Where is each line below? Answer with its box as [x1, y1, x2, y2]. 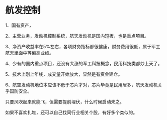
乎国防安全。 [5, 88, 32, 94]
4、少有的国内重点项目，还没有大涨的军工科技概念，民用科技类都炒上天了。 [5, 60, 162, 66]
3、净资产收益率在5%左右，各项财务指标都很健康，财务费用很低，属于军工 [5, 43, 160, 49]
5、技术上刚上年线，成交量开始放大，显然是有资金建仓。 [5, 71, 123, 77]
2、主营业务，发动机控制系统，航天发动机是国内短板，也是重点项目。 [5, 33, 149, 39]
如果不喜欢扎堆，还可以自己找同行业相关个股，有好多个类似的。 [5, 109, 137, 115]
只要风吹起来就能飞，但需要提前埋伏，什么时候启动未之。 [5, 98, 124, 104]
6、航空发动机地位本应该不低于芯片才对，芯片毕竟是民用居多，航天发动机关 [5, 81, 162, 88]
